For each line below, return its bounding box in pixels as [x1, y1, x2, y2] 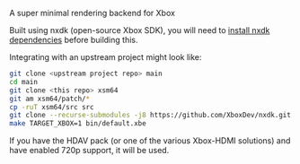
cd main [9, 77, 39, 86]
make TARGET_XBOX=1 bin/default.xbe [9, 119, 146, 128]
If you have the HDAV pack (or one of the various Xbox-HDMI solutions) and [9, 135, 291, 146]
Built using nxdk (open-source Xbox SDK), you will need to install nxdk [9, 25, 270, 35]
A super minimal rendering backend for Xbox [9, 8, 175, 18]
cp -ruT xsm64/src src [9, 102, 94, 111]
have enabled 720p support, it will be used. [9, 145, 170, 156]
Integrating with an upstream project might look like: [9, 52, 202, 62]
